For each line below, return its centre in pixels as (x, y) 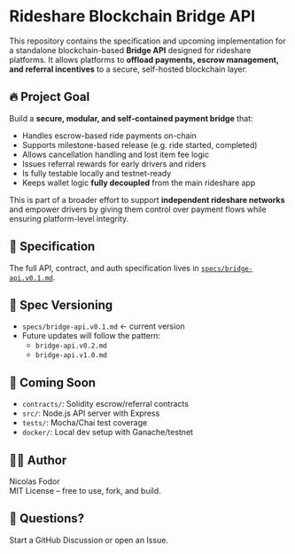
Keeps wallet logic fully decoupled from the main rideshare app (139, 183)
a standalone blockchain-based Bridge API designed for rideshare (130, 50)
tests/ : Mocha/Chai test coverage (85, 423)
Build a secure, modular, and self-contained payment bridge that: (132, 118)
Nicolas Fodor (35, 481)
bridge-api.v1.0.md (71, 355)
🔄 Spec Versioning (61, 304)
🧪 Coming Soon (52, 382)
